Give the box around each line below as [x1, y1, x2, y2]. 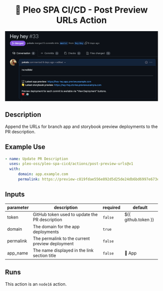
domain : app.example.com [17, 172, 68, 177]
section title [33, 253, 56, 258]
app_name [7, 250, 28, 256]
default [132, 204, 148, 211]
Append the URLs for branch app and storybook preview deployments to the [5, 124, 158, 129]
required [102, 204, 120, 211]
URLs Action [56, 15, 107, 26]
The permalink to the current [33, 236, 90, 241]
